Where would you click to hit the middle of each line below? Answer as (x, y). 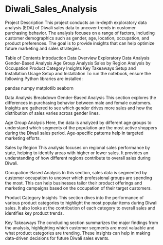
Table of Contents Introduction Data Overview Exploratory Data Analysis (77, 58)
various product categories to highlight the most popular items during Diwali (81, 203)
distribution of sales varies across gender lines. (53, 113)
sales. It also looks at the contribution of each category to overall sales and (80, 208)
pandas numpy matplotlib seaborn (39, 88)
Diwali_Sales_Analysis (51, 9)
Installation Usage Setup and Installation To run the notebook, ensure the (78, 73)
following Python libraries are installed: (44, 79)
